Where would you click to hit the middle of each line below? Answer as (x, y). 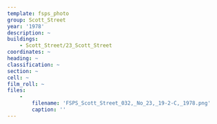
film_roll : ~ (26, 84)
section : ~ (23, 71)
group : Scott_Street (37, 20)
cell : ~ (18, 77)
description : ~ (29, 33)
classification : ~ (33, 65)
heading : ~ (23, 59)
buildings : (23, 39)
